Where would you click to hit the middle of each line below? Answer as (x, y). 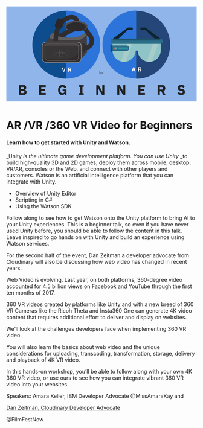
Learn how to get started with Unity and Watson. (69, 142)
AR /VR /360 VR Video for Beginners (99, 125)
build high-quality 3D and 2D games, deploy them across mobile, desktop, (99, 162)
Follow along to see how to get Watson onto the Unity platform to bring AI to (101, 218)
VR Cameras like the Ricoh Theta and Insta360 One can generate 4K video (99, 310)
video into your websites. (37, 384)
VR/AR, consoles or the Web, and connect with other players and (87, 168)
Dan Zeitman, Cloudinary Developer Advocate (63, 407)
